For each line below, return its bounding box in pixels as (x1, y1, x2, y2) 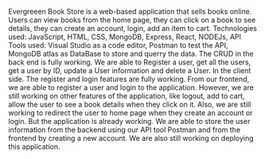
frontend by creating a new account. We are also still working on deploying (8, 134, 254, 142)
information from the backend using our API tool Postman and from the (8, 125, 241, 134)
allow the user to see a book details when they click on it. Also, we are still (8, 99, 251, 109)
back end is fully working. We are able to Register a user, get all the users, (8, 57, 251, 67)
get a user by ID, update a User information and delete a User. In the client (8, 66, 251, 75)
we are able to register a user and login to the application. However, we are (8, 83, 255, 92)
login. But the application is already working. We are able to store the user (8, 117, 251, 126)
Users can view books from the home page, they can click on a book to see (8, 15, 256, 25)
